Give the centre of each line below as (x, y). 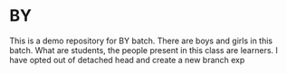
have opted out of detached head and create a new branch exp (127, 60)
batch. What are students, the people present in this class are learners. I (144, 50)
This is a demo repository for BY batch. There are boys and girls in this (141, 41)
